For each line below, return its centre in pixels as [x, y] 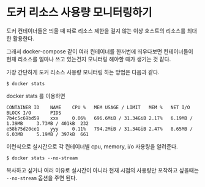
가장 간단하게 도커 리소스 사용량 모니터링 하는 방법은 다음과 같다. [83, 72]
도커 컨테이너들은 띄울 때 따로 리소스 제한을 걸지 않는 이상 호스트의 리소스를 [96, 31]
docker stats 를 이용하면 [36, 96]
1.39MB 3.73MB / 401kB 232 [47, 123]
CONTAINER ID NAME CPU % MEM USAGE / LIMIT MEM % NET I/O [98, 107]
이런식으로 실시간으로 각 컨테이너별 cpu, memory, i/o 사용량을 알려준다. [92, 146]
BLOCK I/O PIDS [34, 113]
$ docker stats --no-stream [42, 158]
